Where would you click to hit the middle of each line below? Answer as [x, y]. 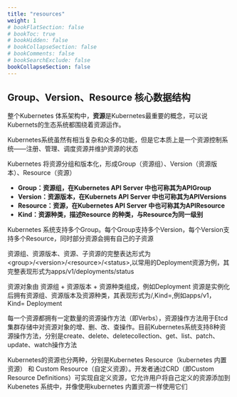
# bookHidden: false [38, 41]
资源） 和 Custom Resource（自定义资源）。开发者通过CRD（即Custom [111, 369]
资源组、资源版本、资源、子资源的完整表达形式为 [79, 254]
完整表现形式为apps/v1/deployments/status [71, 272]
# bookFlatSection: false [46, 27]
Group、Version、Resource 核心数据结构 [99, 98]
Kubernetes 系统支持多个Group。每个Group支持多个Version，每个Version [115, 230]
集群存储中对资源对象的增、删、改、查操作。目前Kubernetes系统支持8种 [114, 327]
